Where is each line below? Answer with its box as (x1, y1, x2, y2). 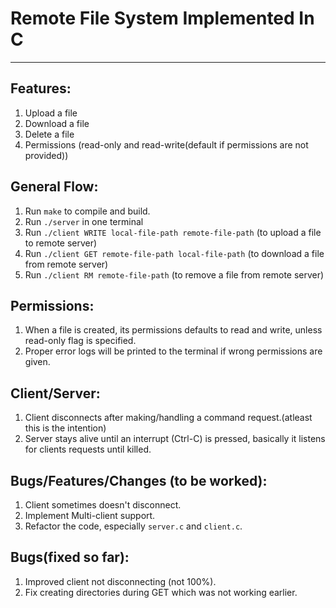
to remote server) (24, 237, 98, 249)
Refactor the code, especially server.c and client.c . (24, 520, 243, 532)
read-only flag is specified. (24, 335, 137, 347)
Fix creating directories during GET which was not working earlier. (24, 586, 298, 598)
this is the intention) (24, 422, 107, 434)
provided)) (24, 149, 69, 161)
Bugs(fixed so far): (10, 549, 130, 566)
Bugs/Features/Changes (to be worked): (10, 472, 268, 489)
